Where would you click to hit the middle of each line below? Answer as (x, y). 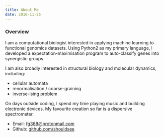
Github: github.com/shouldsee (43, 129)
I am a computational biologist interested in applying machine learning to (80, 42)
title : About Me (22, 10)
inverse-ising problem (35, 94)
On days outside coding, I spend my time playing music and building (75, 103)
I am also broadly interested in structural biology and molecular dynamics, (81, 68)
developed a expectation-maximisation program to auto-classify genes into (82, 53)
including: (15, 73)
